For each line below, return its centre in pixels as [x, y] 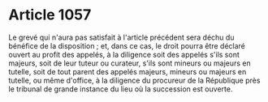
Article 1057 [50, 15]
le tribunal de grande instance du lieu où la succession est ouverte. [121, 89]
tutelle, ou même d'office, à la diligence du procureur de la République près [134, 80]
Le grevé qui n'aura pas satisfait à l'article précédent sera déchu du [121, 37]
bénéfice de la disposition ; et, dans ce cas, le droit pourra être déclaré [127, 45]
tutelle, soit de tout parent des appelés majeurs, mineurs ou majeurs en [128, 71]
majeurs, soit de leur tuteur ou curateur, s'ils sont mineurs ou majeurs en [130, 63]
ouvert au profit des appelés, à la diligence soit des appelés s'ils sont [124, 54]
